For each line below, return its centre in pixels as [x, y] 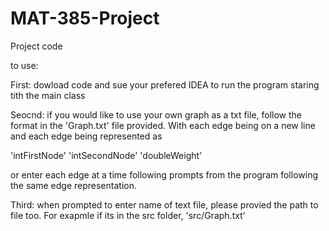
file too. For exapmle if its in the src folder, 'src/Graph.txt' [128, 215]
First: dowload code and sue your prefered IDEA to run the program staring [165, 84]
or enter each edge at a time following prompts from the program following [164, 174]
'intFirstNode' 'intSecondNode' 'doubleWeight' [106, 155]
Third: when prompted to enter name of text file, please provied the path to [164, 204]
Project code [36, 46]
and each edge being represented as [86, 136]
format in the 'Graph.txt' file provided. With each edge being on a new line [163, 125]
